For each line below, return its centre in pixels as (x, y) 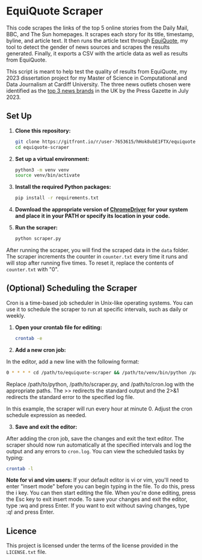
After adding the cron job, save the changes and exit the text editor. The (95, 438)
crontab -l (20, 468)
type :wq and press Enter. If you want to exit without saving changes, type (98, 506)
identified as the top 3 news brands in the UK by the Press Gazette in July (98, 90)
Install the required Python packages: (63, 187)
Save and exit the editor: (46, 427)
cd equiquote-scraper (42, 147)
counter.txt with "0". (32, 269)
